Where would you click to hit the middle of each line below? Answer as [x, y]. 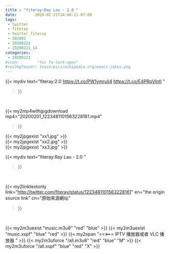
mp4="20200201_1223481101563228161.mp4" [54, 117]
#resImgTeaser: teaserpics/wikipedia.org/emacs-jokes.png [68, 67]
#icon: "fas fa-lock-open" [42, 62]
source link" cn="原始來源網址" [38, 198]
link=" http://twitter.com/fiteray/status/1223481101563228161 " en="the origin [85, 192]
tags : [11, 19]
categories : [18, 53]
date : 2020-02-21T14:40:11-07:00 [49, 15]
